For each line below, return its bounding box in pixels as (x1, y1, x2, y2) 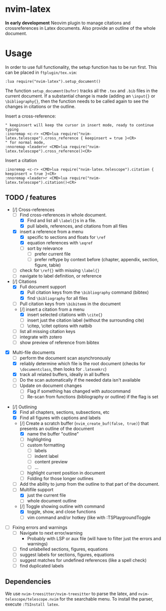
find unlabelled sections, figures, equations (19, 546, 108, 552)
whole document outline (27, 498, 77, 504)
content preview (34, 458, 68, 464)
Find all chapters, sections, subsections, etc (19, 409, 110, 415)
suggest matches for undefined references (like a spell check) (19, 557, 147, 563)
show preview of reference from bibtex (19, 339, 100, 345)
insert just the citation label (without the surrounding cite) (27, 317, 145, 323)
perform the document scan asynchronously (19, 355, 111, 361)
